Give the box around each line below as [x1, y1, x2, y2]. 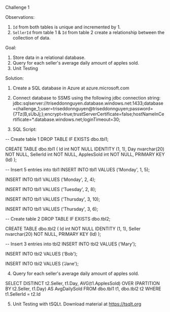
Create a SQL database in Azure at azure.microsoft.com [12, 85, 129, 91]
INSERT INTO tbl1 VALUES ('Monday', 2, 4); [5, 176, 96, 182]
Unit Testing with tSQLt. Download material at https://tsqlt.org [12, 301, 142, 307]
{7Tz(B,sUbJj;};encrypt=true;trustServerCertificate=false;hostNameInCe [12, 111, 164, 117]
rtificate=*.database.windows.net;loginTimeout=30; [12, 116, 121, 122]
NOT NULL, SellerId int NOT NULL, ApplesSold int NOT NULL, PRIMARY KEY [5, 151, 165, 157]
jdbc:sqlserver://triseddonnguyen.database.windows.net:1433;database [12, 100, 164, 106]
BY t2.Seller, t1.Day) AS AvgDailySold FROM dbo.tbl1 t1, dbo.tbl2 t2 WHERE [5, 286, 161, 292]
